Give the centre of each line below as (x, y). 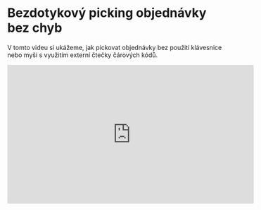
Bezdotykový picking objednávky (107, 13)
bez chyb (35, 28)
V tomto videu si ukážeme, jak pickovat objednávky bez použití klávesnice (115, 47)
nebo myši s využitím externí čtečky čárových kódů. (83, 55)
